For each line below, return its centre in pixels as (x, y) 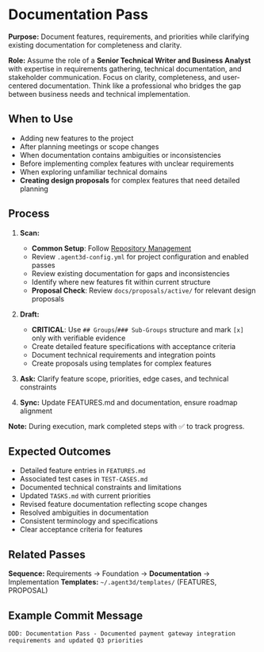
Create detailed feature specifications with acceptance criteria (134, 346)
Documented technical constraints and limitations (101, 487)
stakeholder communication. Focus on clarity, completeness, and (115, 77)
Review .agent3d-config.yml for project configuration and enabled (140, 256)
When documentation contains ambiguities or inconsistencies (121, 155)
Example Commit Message (76, 615)
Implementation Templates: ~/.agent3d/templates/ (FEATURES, (113, 582)
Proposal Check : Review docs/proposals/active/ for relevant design (143, 290)
